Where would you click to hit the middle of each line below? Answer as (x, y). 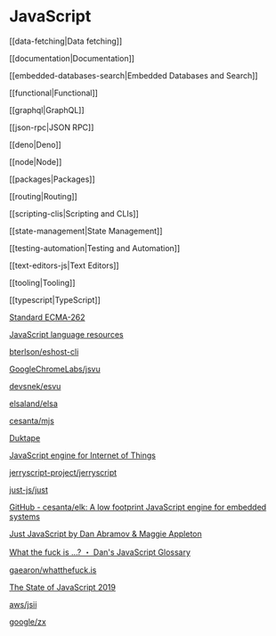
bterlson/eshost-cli (44, 351)
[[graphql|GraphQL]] (47, 110)
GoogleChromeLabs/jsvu (55, 369)
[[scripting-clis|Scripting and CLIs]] (74, 213)
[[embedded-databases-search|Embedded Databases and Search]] (134, 75)
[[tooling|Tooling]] (42, 282)
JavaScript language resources (66, 334)
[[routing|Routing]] (43, 196)
